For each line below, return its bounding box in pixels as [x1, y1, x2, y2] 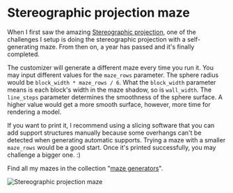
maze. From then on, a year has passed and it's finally [40, 42, 195, 51]
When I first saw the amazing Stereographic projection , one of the [7, 28, 196, 36]
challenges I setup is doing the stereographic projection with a [7, 35, 186, 43]
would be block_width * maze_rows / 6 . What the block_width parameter [7, 78, 216, 86]
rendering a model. [7, 108, 62, 116]
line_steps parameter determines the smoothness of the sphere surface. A [7, 92, 223, 101]
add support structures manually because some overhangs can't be [7, 128, 202, 137]
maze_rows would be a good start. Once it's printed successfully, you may [7, 143, 216, 151]
